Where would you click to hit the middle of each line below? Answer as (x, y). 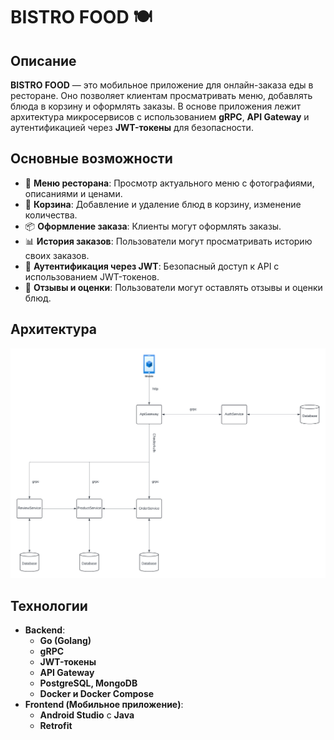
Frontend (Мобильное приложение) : (104, 705)
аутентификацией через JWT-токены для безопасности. (132, 127)
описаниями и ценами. (73, 193)
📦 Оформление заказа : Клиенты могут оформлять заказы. (153, 226)
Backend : (45, 630)
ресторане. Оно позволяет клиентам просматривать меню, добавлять (161, 95)
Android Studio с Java (87, 715)
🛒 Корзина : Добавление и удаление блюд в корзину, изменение (163, 204)
